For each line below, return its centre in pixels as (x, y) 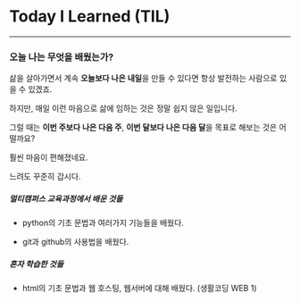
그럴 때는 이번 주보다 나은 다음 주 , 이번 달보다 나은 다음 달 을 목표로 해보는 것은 (143, 128)
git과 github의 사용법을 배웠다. (75, 242)
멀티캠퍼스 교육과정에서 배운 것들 (66, 198)
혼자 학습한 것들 (37, 264)
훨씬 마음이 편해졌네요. (49, 157)
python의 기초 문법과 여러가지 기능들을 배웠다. (103, 223)
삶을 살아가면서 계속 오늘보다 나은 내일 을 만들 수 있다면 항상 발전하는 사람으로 (143, 79)
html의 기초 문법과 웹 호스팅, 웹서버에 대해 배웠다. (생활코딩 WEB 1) (139, 289)
